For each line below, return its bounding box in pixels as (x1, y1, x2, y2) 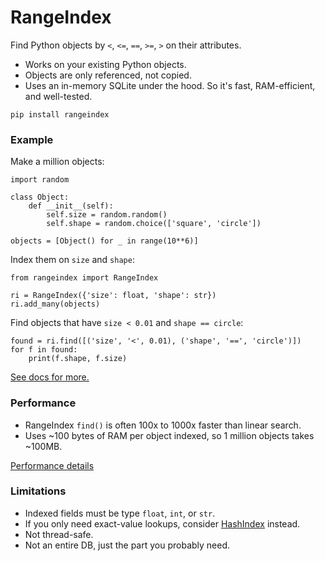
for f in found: (10, 345, 78, 355)
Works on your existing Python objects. (24, 58, 187, 70)
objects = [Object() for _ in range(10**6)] (10, 236, 199, 246)
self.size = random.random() (46, 210, 168, 220)
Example (10, 132, 54, 146)
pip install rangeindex (10, 109, 110, 120)
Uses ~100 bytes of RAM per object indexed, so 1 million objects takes (24, 429, 315, 441)
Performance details (10, 459, 95, 471)
